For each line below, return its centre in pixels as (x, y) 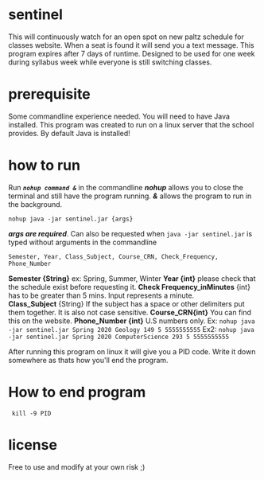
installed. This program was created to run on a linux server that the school (131, 124)
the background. (35, 204)
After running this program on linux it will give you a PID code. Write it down (132, 351)
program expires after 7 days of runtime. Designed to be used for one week (132, 53)
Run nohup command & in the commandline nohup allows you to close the (126, 187)
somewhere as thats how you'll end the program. (88, 360)
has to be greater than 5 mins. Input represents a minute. (101, 295)
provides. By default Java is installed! (70, 133)
